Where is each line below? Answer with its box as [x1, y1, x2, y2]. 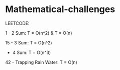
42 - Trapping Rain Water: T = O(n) [5, 59, 78, 65]
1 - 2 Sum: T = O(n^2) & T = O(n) [5, 30, 72, 36]
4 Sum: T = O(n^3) [12, 49, 51, 55]
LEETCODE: [5, 20, 30, 26]
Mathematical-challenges [5, 4, 115, 15]
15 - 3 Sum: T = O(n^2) [5, 39, 52, 46]
